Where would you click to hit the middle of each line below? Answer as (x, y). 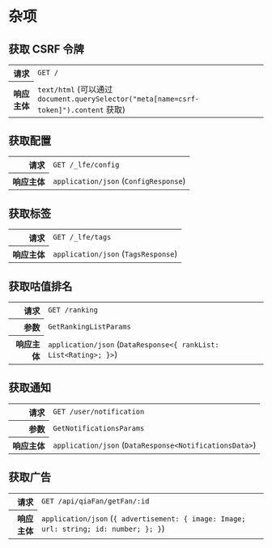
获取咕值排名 (40, 286)
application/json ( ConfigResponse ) (119, 181)
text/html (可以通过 (75, 89)
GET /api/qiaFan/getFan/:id (96, 501)
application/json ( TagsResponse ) (115, 253)
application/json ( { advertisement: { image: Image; (144, 519)
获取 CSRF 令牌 (47, 49)
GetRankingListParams (89, 326)
